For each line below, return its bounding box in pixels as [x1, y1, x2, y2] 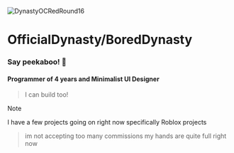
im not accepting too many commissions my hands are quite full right [24, 132, 227, 140]
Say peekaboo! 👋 [7, 57, 67, 67]
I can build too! [24, 90, 69, 99]
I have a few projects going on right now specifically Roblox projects [7, 118, 207, 127]
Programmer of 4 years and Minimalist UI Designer [7, 75, 160, 83]
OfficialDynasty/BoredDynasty [7, 32, 193, 48]
